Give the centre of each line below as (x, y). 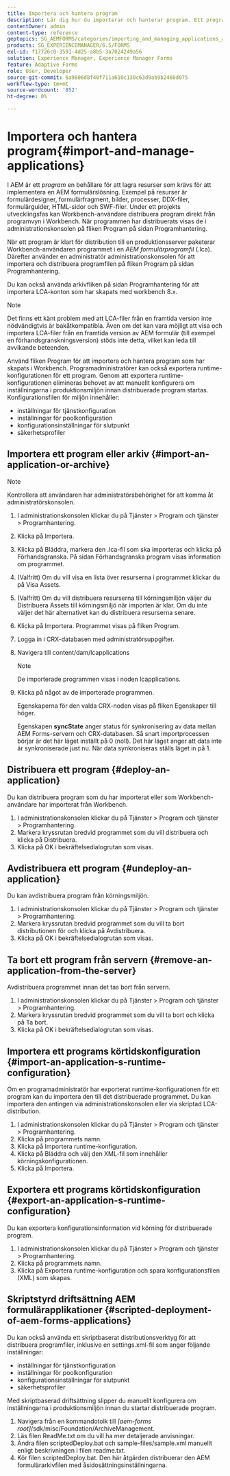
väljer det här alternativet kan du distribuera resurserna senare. (106, 612)
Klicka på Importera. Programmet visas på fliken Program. (98, 625)
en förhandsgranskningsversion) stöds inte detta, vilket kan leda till (102, 340)
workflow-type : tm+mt (38, 84)
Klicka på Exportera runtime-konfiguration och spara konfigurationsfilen (118, 1270)
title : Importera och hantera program (62, 13)
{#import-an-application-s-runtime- (87, 1062)
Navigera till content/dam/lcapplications (73, 652)
